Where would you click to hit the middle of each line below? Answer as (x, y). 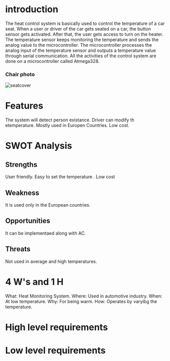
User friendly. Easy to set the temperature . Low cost (60, 177)
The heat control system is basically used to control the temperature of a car (85, 23)
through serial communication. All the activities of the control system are (81, 56)
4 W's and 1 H (34, 282)
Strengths (21, 164)
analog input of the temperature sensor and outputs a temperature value (80, 50)
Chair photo (20, 74)
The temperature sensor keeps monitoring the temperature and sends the (82, 40)
